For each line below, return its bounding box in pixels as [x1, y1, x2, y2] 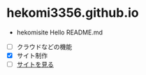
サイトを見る [16, 60, 54, 69]
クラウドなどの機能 [16, 42, 73, 50]
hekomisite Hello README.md [16, 28, 103, 36]
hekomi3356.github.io [6, 5, 139, 21]
